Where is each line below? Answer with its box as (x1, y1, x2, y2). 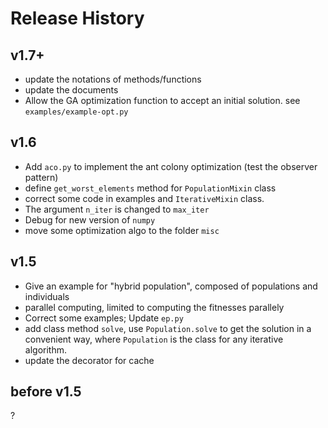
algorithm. (24, 343, 67, 356)
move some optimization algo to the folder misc (24, 224, 220, 236)
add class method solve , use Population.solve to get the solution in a (24, 322, 312, 334)
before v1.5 (10, 383, 82, 401)
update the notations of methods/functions (24, 73, 202, 85)
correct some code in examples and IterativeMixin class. (24, 192, 265, 204)
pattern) (24, 171, 59, 183)
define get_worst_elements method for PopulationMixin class (24, 182, 277, 194)
